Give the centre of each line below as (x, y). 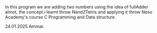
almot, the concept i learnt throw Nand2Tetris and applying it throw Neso (79, 12)
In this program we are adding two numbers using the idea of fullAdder (77, 7)
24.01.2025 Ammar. (25, 26)
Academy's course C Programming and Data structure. (61, 17)
